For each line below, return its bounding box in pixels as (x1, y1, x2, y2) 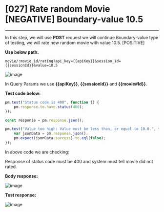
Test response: (5, 192, 37, 198)
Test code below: (5, 90, 41, 96)
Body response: (5, 173, 38, 179)
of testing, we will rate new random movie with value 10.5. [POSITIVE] (5, 40, 145, 45)
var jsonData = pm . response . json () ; (14, 131, 89, 136)
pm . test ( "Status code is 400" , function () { (5, 100, 99, 105)
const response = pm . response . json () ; (5, 118, 84, 123)
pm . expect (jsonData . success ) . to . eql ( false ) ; (14, 136, 106, 141)
